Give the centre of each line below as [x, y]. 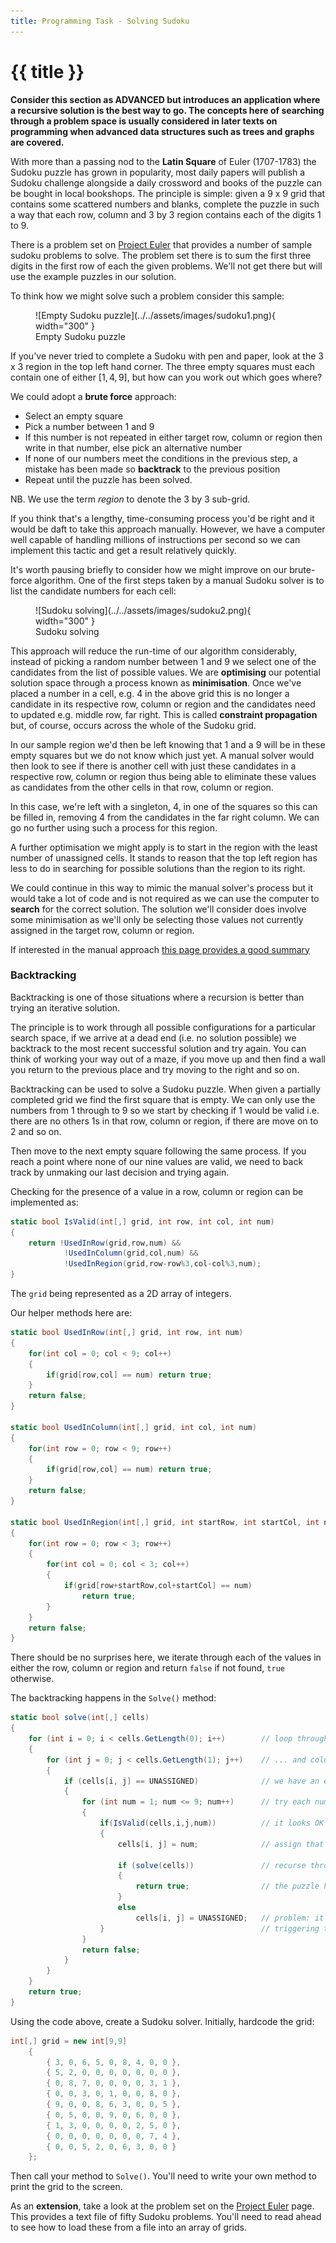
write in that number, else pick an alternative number [133, 447]
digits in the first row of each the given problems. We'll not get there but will [166, 266]
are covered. [37, 142]
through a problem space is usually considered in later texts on [144, 121]
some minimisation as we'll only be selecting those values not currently [157, 919]
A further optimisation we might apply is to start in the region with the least [164, 847]
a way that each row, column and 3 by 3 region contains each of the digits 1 [166, 214]
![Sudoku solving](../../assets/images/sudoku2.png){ [143, 610]
